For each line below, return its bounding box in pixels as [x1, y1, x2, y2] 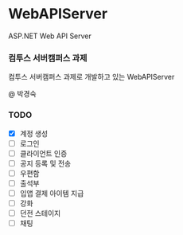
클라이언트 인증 [19, 148, 68, 158]
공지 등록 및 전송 [19, 159, 72, 168]
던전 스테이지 [19, 209, 61, 218]
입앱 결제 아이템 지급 [19, 188, 84, 198]
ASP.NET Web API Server [8, 31, 91, 41]
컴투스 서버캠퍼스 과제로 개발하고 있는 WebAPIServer [8, 72, 175, 82]
